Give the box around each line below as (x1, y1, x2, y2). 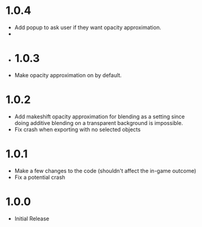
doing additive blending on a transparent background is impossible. (14, 119, 183, 126)
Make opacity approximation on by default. (14, 71, 122, 79)
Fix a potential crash (14, 174, 66, 181)
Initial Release (14, 215, 50, 222)
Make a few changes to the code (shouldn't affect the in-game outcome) (14, 167, 197, 174)
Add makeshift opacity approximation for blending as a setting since (14, 113, 185, 120)
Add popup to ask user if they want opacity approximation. (14, 24, 161, 31)
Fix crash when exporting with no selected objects (14, 126, 141, 133)
